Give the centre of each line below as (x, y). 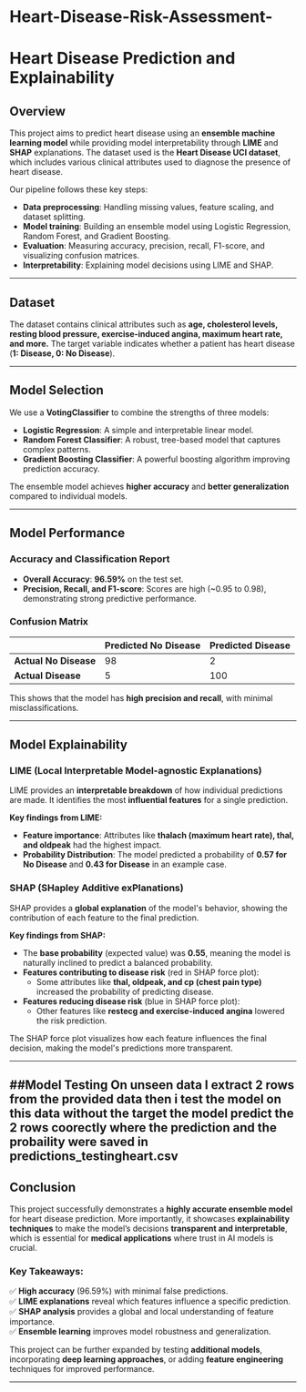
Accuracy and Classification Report (90, 559)
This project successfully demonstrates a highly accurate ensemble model (151, 1209)
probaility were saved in (79, 1142)
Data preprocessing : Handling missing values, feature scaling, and (148, 208)
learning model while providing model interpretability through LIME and (144, 143)
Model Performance (67, 533)
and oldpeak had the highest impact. (92, 845)
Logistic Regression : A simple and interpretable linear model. (138, 430)
